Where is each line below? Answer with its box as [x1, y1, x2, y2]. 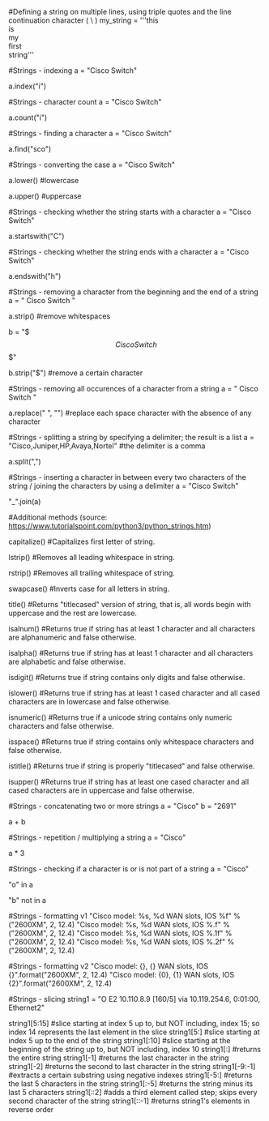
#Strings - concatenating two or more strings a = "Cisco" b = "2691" [8, 802, 237, 811]
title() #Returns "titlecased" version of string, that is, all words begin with [8, 600, 251, 609]
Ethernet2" [8, 1003, 45, 1012]
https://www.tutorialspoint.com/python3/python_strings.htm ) [8, 521, 212, 530]
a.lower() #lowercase [8, 176, 79, 185]
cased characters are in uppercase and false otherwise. [8, 785, 194, 795]
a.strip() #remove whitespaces [8, 311, 111, 321]
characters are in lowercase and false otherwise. [8, 697, 172, 706]
